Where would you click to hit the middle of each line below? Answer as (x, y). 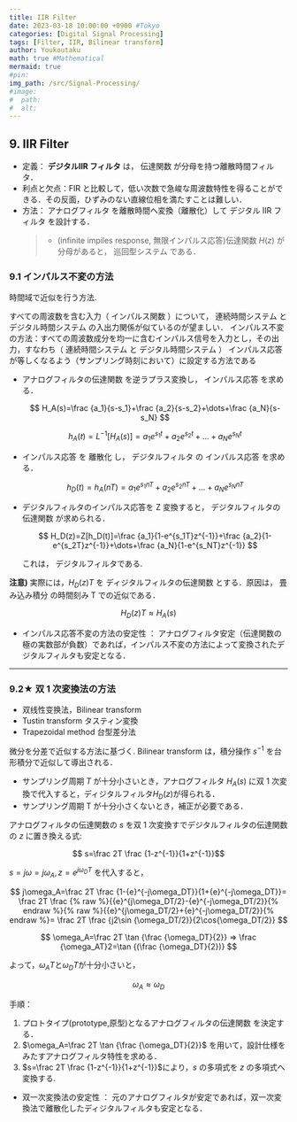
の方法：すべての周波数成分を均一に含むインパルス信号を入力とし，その (141, 338)
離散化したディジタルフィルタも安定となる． (126, 1109)
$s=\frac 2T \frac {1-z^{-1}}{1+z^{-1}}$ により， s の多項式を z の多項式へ (153, 1067)
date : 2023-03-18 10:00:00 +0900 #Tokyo (85, 26)
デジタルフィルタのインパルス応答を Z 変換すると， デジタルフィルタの (151, 507)
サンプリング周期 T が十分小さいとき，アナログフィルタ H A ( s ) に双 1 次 (151, 782)
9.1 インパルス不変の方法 (61, 276)
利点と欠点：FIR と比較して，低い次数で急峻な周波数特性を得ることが (148, 189)
